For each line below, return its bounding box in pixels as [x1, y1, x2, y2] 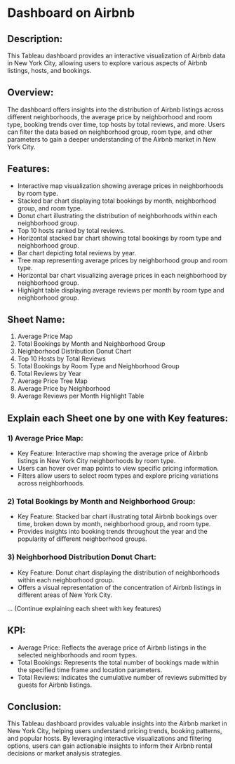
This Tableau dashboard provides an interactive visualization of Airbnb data [7, 51, 226, 60]
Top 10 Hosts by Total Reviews [17, 354, 107, 363]
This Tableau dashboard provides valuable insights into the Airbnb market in [7, 719, 227, 728]
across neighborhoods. [17, 479, 86, 488]
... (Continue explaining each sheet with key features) [7, 604, 161, 612]
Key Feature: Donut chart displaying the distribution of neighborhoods [17, 568, 220, 577]
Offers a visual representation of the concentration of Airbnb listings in [17, 583, 222, 591]
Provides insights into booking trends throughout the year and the [17, 528, 208, 536]
